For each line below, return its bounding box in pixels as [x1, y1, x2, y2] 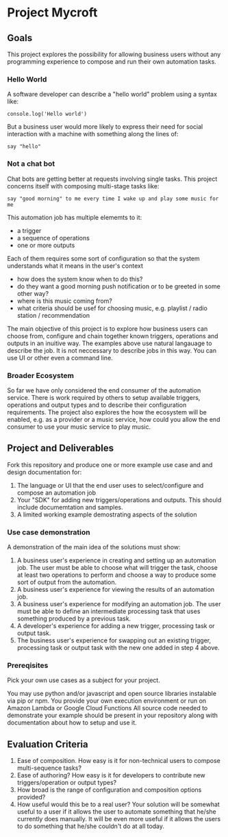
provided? [16, 793, 46, 801]
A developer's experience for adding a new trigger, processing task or [16, 622, 215, 629]
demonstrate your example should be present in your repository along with [7, 711, 218, 720]
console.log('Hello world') [7, 111, 88, 118]
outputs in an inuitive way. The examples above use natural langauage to [7, 339, 212, 347]
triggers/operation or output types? [16, 779, 117, 787]
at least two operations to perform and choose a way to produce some [16, 571, 216, 579]
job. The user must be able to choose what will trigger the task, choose [16, 564, 218, 571]
